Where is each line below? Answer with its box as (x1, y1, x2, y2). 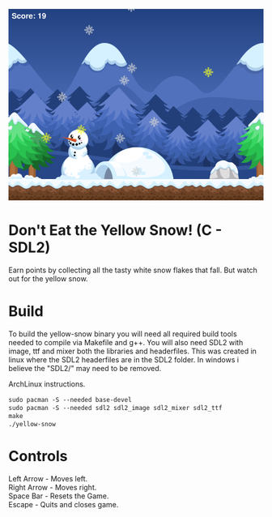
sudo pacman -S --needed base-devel (8, 395, 132, 404)
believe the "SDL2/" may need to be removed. (8, 363, 162, 373)
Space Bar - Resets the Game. (8, 491, 109, 501)
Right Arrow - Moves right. (8, 482, 97, 492)
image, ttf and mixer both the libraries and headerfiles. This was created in (8, 346, 257, 356)
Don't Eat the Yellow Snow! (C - (8, 221, 223, 240)
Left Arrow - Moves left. (8, 473, 88, 483)
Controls (8, 447, 68, 466)
